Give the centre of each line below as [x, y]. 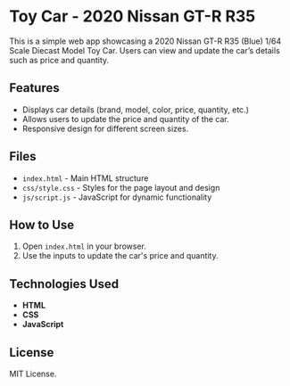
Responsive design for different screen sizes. [105, 128]
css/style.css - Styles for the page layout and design [121, 187]
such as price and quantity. [59, 60]
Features [34, 88]
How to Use [42, 225]
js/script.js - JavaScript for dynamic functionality [117, 197]
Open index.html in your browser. [84, 246]
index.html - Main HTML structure [85, 178]
